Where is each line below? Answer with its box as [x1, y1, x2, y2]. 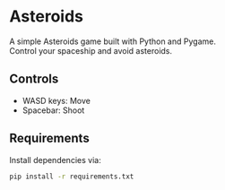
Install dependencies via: [9, 154, 101, 165]
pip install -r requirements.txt [9, 172, 134, 181]
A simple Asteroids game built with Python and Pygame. [9, 36, 217, 47]
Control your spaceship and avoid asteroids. [9, 45, 173, 56]
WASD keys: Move [22, 95, 91, 106]
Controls [9, 72, 59, 87]
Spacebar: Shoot [22, 105, 85, 116]
